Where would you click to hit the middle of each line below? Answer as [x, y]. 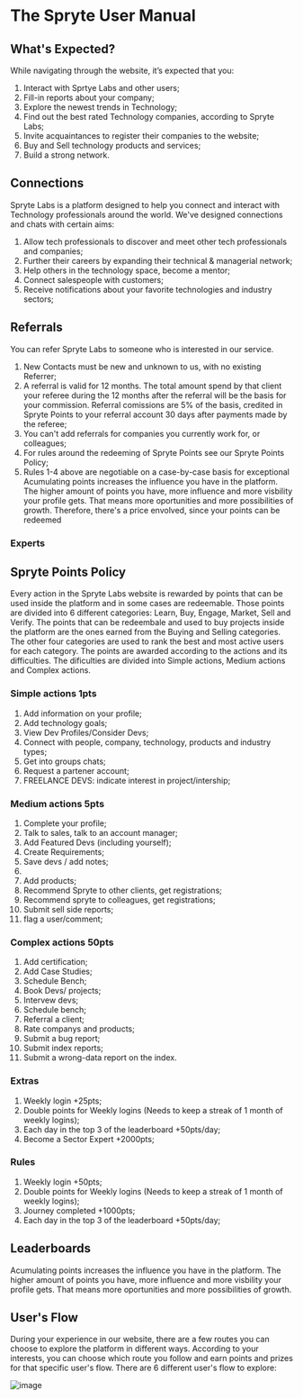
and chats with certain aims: [62, 224]
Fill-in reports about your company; [89, 97]
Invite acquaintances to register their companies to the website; [141, 136]
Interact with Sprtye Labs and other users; [101, 88]
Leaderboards [50, 1249]
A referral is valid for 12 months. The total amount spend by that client [152, 386]
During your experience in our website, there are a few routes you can [140, 1340]
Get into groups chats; [64, 761]
